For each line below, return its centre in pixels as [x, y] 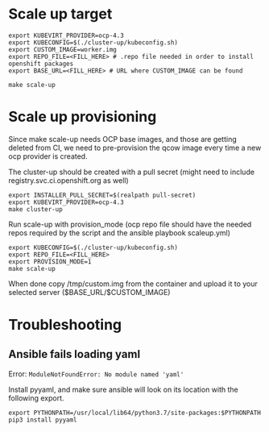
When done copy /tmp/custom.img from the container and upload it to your [133, 284]
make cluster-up [35, 209]
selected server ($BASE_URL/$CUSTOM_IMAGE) [89, 292]
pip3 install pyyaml [43, 420]
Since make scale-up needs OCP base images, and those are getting [123, 139]
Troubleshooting [65, 325]
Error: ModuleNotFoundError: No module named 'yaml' [96, 374]
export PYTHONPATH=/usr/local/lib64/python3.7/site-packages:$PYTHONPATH [135, 413]
